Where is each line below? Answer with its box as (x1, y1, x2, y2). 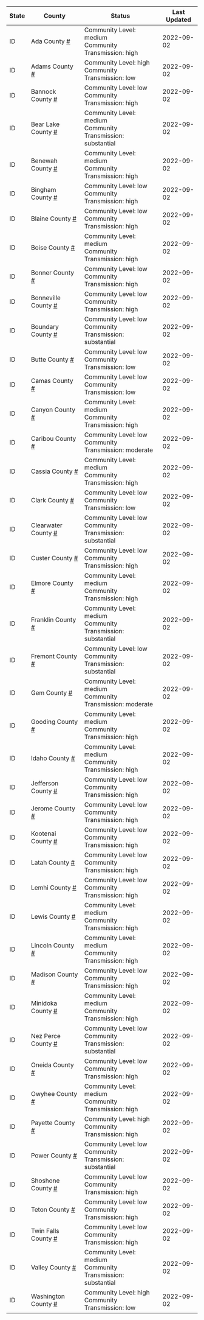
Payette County (30, 1118, 75, 1127)
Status (110, 12, 131, 20)
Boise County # (30, 244, 75, 251)
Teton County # (30, 1206, 75, 1213)
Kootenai (30, 829, 56, 838)
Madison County (30, 971, 78, 978)
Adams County (30, 62, 74, 71)
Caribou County (30, 435, 76, 443)
